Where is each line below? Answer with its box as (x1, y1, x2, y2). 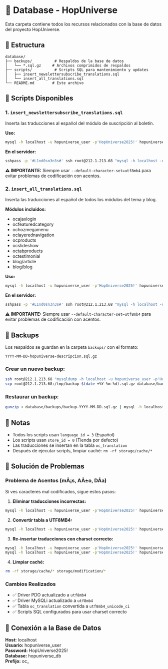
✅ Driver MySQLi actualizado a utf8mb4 (12, 597, 93, 603)
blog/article (12, 259, 36, 265)
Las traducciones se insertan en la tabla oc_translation (12, 442, 127, 448)
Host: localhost (5, 637, 37, 643)
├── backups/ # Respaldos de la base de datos (5, 59, 124, 64)
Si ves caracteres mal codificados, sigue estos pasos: (5, 488, 116, 494)
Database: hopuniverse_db (5, 653, 61, 659)
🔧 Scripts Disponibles (5, 94, 73, 103)
